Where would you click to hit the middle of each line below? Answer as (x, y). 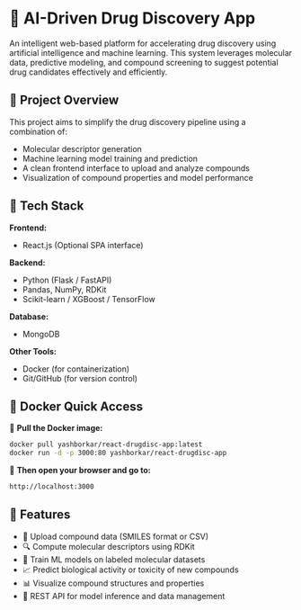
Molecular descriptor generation (82, 148)
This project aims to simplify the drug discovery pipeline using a (128, 121)
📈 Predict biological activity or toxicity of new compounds (131, 570)
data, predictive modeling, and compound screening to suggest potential (144, 62)
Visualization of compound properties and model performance (138, 177)
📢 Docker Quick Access (76, 406)
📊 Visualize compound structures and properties (113, 583)
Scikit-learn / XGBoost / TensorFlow (89, 299)
